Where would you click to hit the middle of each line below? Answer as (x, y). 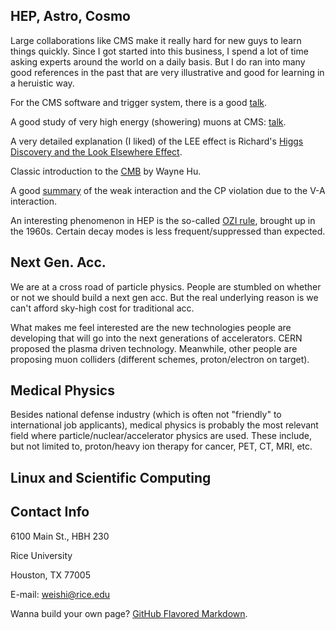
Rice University (41, 555)
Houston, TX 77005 (50, 575)
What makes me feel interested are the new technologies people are (151, 327)
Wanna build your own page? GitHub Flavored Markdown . (129, 613)
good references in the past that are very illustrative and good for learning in (167, 72)
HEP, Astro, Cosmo (70, 16)
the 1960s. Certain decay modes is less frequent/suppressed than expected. (168, 231)
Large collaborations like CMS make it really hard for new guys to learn (156, 40)
